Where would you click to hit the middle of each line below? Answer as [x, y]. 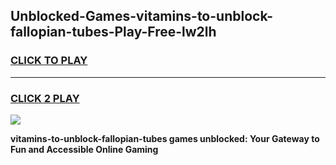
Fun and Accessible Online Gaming [84, 149]
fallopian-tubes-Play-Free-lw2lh [113, 32]
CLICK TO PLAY [49, 61]
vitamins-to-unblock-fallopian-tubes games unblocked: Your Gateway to [165, 138]
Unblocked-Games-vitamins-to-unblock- [142, 16]
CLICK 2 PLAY [45, 98]
